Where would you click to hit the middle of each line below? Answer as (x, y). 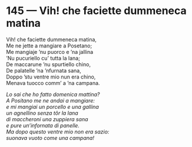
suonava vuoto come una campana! (50, 138)
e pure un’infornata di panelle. (43, 125)
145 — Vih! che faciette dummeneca (96, 11)
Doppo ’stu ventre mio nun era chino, (51, 77)
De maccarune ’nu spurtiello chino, (49, 64)
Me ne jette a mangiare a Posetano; (49, 46)
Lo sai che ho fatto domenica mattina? (53, 94)
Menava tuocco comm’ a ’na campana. (53, 83)
